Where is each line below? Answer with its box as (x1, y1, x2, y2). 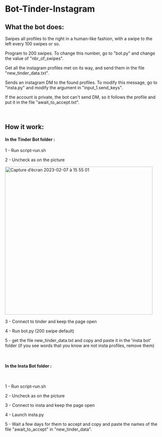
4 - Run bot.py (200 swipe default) (5, 328, 74, 334)
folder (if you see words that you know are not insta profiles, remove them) (5, 342, 155, 348)
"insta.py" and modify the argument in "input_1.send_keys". (5, 85, 123, 91)
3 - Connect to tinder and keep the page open (5, 318, 97, 324)
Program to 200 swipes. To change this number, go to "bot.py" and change (5, 50, 155, 56)
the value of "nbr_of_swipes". (5, 56, 64, 61)
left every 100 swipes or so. (5, 41, 60, 47)
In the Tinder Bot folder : (5, 136, 55, 142)
